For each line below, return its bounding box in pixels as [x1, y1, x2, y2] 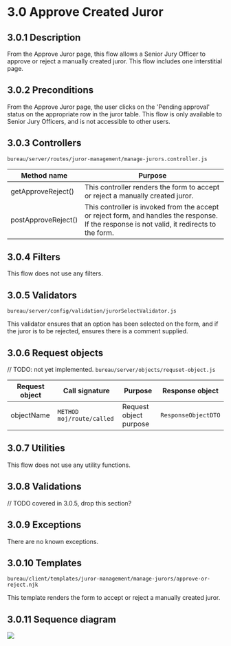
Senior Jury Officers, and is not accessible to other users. [7, 117, 170, 125]
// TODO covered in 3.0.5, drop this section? [7, 499, 132, 507]
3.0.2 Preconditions [7, 84, 94, 96]
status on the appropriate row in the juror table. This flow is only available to [7, 110, 222, 118]
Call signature [63, 386, 110, 396]
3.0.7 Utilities [7, 442, 65, 455]
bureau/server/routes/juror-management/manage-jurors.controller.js [7, 156, 208, 163]
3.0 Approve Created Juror [7, 4, 164, 20]
